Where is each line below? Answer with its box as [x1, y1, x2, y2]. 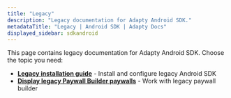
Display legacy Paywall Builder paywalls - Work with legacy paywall [17, 77, 216, 85]
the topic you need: [7, 56, 64, 65]
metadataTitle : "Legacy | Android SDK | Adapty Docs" [7, 23, 167, 30]
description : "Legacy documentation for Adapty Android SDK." [7, 17, 192, 24]
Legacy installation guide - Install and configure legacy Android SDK [17, 70, 216, 78]
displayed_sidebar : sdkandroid [7, 29, 98, 37]
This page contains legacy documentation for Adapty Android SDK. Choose [7, 49, 225, 57]
